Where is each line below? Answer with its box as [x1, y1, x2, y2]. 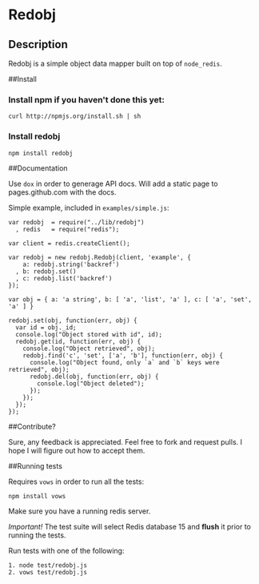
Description [8, 38, 68, 51]
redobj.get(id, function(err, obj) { [15, 337, 141, 345]
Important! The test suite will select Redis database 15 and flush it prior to [8, 522, 252, 531]
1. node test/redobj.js [8, 561, 88, 570]
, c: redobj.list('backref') [15, 274, 113, 282]
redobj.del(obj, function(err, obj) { [29, 373, 159, 381]
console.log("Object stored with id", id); [15, 330, 162, 338]
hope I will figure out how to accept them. [8, 445, 145, 455]
